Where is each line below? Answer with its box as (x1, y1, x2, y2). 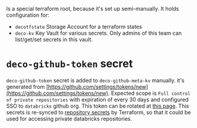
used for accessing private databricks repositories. (6, 115, 132, 122)
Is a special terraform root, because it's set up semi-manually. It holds (6, 5, 179, 12)
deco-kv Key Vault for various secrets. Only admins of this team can (14, 29, 182, 37)
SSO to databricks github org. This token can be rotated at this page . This (6, 102, 189, 109)
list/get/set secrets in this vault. (14, 36, 93, 43)
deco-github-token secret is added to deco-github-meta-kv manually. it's (6, 76, 185, 84)
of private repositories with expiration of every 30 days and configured (6, 96, 189, 103)
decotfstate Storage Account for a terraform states (14, 23, 142, 30)
